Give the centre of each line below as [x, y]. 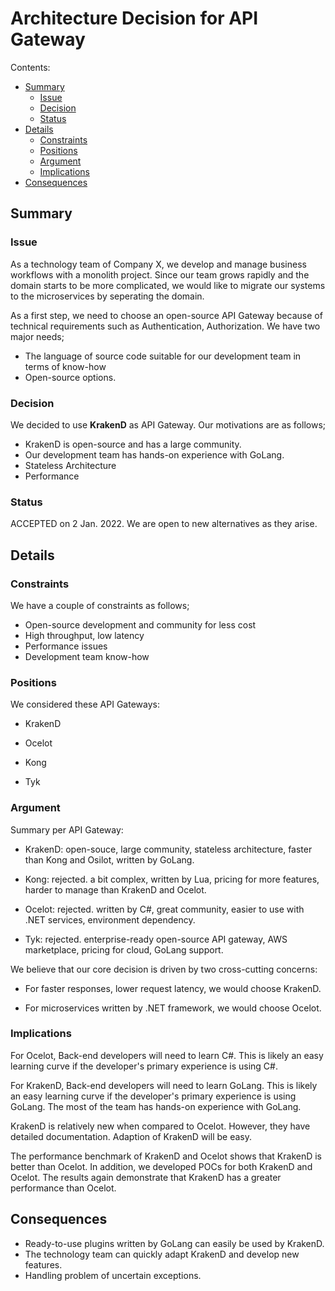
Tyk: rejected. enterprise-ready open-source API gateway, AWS [156, 939]
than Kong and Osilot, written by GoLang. [109, 859]
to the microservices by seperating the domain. [107, 296]
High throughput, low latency [84, 635]
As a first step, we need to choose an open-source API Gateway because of [166, 315]
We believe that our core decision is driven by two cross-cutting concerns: [164, 969]
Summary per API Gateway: [67, 829]
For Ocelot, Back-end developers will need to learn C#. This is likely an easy [167, 1055]
